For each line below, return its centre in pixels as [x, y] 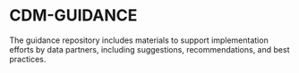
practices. [28, 59]
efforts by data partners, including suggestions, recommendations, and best [149, 49]
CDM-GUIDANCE [73, 16]
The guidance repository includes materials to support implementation [139, 40]
